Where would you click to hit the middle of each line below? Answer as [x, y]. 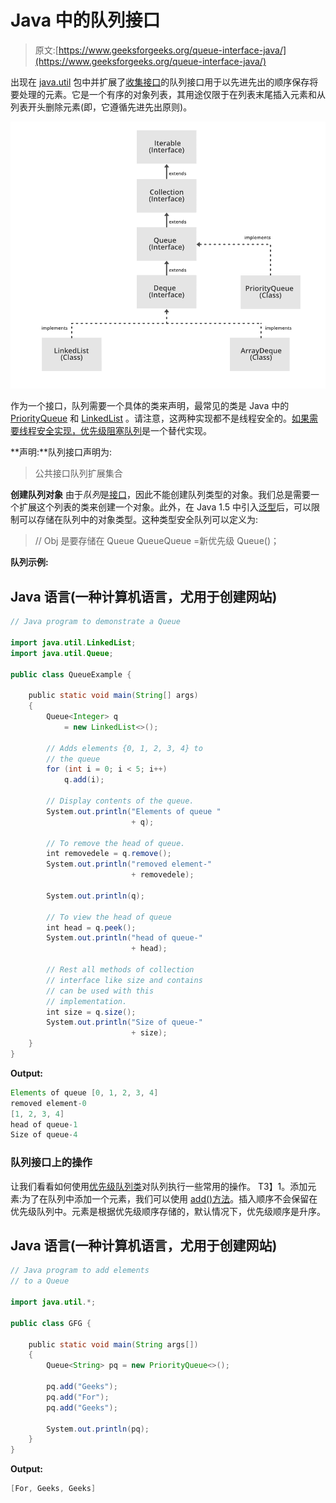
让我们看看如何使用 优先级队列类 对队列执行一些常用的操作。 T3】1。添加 [159, 1186]
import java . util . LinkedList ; [73, 642]
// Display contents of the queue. [120, 801]
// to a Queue [40, 1281]
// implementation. [87, 1001]
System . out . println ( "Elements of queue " [134, 811]
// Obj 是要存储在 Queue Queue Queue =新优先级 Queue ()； [157, 541]
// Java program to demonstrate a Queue [96, 622]
